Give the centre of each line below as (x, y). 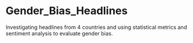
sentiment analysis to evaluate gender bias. (60, 33)
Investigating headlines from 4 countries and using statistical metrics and (96, 27)
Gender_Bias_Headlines (67, 11)
